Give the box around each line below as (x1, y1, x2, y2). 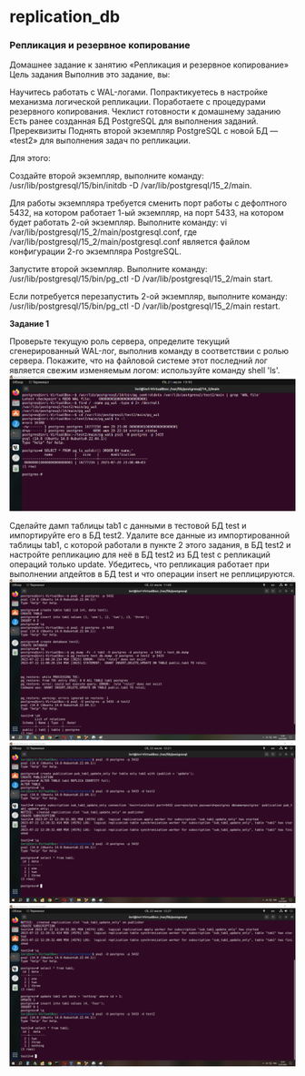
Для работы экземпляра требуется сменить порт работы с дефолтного (9, 198, 288, 208)
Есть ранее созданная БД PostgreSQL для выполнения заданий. (9, 116, 259, 127)
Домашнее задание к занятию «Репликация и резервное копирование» (9, 59, 289, 70)
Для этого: (9, 153, 52, 164)
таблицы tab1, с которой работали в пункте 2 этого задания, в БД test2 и (9, 540, 291, 551)
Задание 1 (9, 319, 50, 330)
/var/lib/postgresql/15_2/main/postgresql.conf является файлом (9, 237, 251, 248)
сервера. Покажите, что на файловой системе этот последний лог (9, 355, 268, 366)
